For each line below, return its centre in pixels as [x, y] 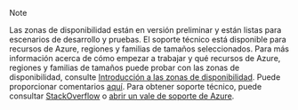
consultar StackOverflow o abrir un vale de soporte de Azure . [122, 96]
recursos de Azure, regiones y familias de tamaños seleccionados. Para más [149, 49]
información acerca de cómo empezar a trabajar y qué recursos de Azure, [145, 58]
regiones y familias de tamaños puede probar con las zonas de [125, 67]
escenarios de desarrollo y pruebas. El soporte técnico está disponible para [148, 39]
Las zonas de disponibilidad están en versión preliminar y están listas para [145, 30]
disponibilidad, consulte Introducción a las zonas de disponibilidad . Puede [145, 77]
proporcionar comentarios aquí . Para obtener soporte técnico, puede [136, 86]
